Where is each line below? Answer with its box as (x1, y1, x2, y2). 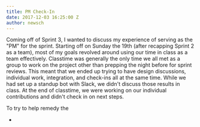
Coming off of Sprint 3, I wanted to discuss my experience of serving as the (6, 36, 193, 44)
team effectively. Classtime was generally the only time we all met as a (6, 55, 181, 63)
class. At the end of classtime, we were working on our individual (6, 87, 166, 94)
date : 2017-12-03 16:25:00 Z (6, 14, 79, 20)
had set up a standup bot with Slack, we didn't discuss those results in (6, 80, 180, 88)
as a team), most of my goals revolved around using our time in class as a (6, 49, 188, 56)
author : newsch (6, 20, 44, 26)
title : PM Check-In (6, 8, 55, 15)
